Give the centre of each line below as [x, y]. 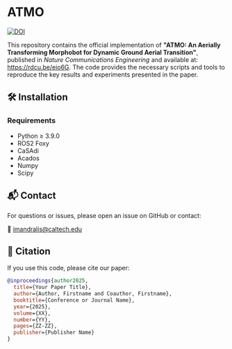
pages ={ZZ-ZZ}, [35, 326]
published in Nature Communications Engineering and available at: [102, 59]
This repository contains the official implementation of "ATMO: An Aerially [114, 45]
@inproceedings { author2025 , [48, 281]
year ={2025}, [32, 307]
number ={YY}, [32, 320]
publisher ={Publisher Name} [54, 333]
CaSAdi [28, 150]
